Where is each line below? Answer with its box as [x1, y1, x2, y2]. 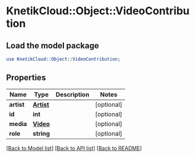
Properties [6, 73, 46, 83]
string [32, 129, 50, 137]
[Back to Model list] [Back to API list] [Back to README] [6, 145, 142, 152]
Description [55, 90, 90, 99]
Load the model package [6, 40, 100, 51]
